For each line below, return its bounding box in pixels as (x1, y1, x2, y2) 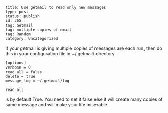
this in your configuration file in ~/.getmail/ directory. (5, 51, 116, 56)
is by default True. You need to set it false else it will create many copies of (5, 96, 163, 102)
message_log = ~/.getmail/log (5, 78, 70, 83)
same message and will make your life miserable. (5, 102, 109, 107)
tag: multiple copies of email (5, 27, 72, 32)
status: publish (5, 14, 40, 19)
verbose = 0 (5, 65, 31, 70)
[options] (5, 60, 27, 65)
